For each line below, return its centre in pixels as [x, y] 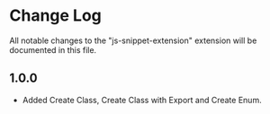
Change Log [55, 16]
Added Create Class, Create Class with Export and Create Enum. [142, 100]
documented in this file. [53, 49]
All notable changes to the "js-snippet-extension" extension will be [133, 40]
